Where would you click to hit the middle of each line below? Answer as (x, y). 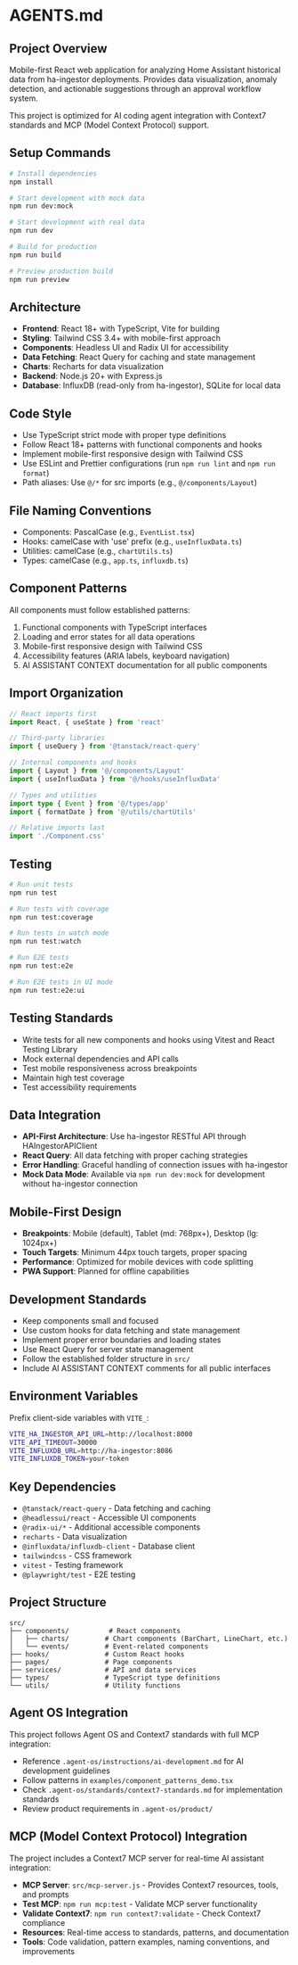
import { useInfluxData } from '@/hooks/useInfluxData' (115, 779)
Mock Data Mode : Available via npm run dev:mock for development (143, 1175)
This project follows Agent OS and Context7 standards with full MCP (134, 1734)
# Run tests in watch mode (59, 933)
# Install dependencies (53, 173)
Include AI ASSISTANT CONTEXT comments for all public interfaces (146, 1368)
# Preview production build (61, 271)
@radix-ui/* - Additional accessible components (111, 1527)
